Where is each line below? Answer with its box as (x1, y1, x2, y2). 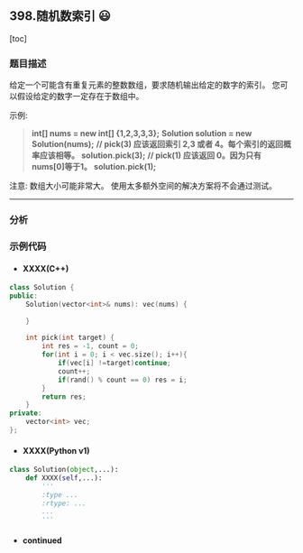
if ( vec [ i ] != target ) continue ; (57, 359, 171, 368)
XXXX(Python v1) (22, 445, 90, 456)
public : (9, 291, 39, 300)
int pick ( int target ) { (25, 333, 115, 343)
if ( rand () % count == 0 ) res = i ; (57, 375, 188, 384)
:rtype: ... (41, 499, 87, 508)
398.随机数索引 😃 (9, 8, 111, 24)
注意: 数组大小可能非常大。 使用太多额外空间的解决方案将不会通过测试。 (9, 180, 277, 191)
